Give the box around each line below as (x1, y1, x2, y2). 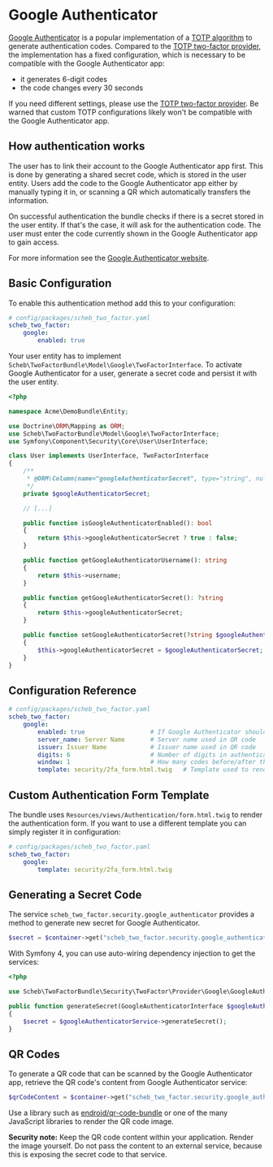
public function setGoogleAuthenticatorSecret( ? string (23, 631, 213, 640)
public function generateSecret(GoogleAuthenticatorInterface (8, 1002, 223, 1010)
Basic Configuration (8, 276, 112, 290)
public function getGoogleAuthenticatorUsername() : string (23, 557, 227, 565)
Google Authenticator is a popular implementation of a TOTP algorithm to (8, 33, 253, 42)
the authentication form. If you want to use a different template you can (8, 818, 247, 828)
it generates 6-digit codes (19, 74, 108, 84)
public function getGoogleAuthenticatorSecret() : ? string (23, 593, 223, 602)
